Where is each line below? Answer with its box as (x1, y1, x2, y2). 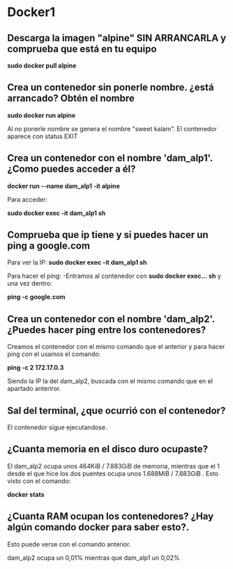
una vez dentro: (7, 279, 52, 288)
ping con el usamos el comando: (7, 350, 101, 358)
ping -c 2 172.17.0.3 (7, 364, 64, 372)
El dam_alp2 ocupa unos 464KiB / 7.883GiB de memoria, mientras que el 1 (7, 461, 220, 470)
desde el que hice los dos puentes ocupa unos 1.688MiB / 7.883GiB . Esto (7, 469, 218, 478)
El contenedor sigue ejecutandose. (7, 423, 107, 431)
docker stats (7, 490, 45, 498)
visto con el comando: (7, 476, 71, 485)
